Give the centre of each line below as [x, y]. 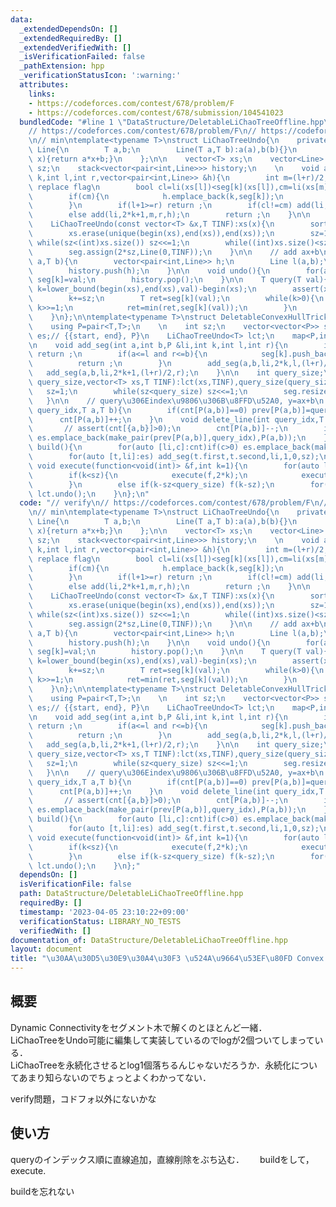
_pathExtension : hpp [62, 66]
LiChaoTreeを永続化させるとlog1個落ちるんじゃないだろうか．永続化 [151, 1065]
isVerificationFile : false [75, 884]
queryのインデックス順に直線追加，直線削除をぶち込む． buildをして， [162, 1159]
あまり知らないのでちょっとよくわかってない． [115, 1077]
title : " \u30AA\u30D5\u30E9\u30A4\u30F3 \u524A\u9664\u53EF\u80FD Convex [167, 959]
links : [42, 94]
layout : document [46, 949]
